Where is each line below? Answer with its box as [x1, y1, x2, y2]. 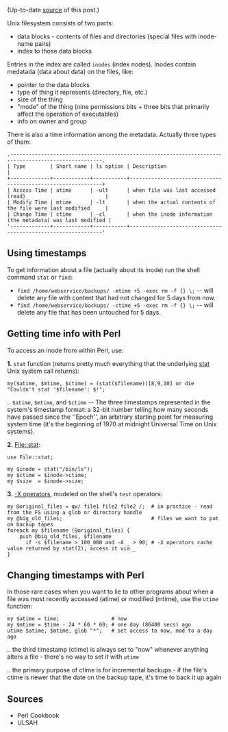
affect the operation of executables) [16, 110, 118, 118]
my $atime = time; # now [7, 615, 127, 622]
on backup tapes [7, 521, 53, 528]
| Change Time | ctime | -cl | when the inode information [7, 211, 213, 218]
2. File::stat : [7, 440, 41, 448]
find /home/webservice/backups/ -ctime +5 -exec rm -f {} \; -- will [16, 301, 214, 309]
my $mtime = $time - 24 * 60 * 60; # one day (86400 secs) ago [7, 622, 192, 629]
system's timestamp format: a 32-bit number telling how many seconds [7, 405, 209, 413]
